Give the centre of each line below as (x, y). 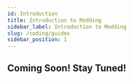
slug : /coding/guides (39, 33)
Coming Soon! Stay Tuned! (67, 68)
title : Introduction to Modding (54, 20)
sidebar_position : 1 (37, 40)
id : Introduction (33, 14)
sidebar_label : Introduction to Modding (67, 27)
